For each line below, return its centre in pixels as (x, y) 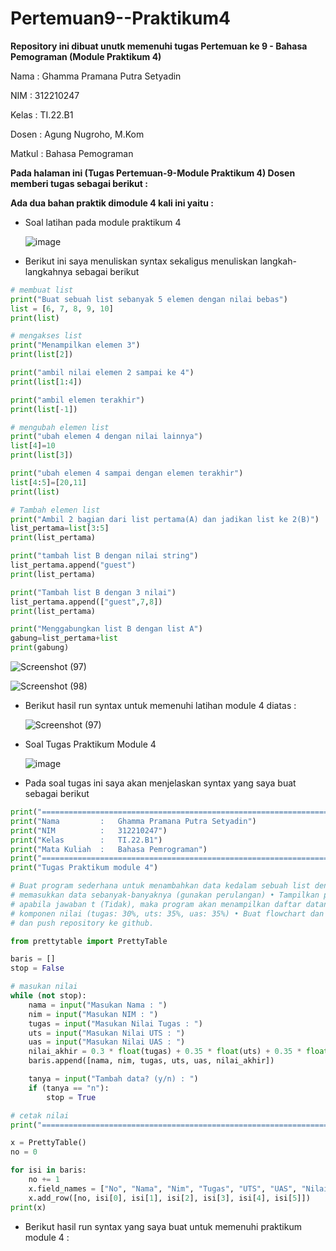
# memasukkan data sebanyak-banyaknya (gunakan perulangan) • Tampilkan (165, 895)
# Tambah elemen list (55, 510)
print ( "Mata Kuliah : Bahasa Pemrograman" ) (109, 849)
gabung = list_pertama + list (64, 638)
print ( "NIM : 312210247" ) (89, 830)
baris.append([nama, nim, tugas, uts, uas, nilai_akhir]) (151, 1061)
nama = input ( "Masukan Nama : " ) (98, 1005)
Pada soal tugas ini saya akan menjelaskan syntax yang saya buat (160, 783)
